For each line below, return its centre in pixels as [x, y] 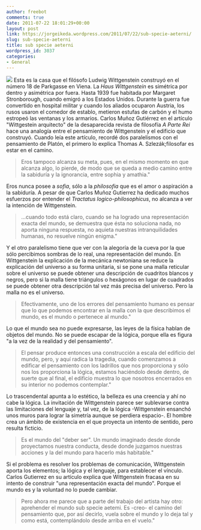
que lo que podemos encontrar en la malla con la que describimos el [106, 310]
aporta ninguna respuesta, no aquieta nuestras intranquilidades [99, 229]
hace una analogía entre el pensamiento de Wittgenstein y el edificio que [96, 131]
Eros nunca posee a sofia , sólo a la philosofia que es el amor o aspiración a [100, 186]
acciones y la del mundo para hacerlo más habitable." [87, 452]
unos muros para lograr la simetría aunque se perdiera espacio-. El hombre [99, 415]
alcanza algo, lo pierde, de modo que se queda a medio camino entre [106, 168]
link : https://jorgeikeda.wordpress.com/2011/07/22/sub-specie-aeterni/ [99, 34]
